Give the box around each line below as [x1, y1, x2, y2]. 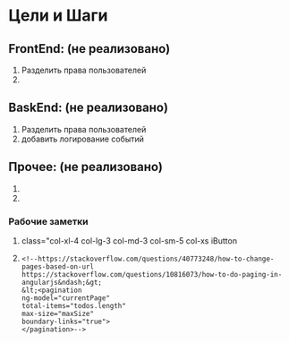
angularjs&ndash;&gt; [21, 278, 102, 287]
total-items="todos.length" [21, 301, 126, 310]
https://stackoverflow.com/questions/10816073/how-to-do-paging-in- [21, 270, 283, 279]
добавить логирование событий [21, 133, 145, 144]
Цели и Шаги [8, 5, 108, 26]
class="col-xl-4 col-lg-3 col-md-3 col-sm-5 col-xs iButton [21, 235, 238, 246]
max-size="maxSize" [21, 309, 95, 318]
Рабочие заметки [8, 215, 89, 227]
